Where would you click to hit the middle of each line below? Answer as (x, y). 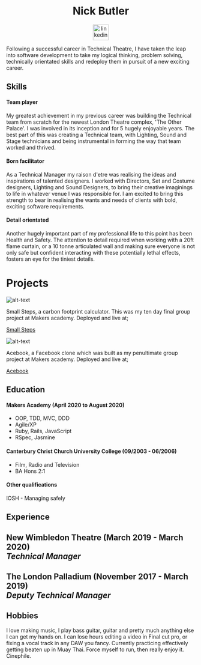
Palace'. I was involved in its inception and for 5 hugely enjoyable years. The (100, 128)
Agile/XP (26, 425)
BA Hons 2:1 (30, 471)
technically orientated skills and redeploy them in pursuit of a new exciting (98, 61)
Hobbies (22, 616)
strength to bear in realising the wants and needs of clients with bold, (92, 200)
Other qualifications (32, 485)
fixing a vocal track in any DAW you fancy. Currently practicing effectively (97, 643)
